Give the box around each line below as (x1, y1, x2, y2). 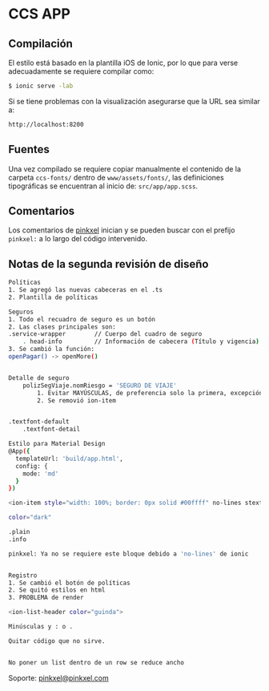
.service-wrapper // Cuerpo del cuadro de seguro (8, 330, 203, 338)
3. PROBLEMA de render (8, 594, 84, 602)
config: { (15, 462, 48, 470)
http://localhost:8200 (8, 120, 84, 128)
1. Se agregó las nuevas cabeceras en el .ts (8, 286, 163, 294)
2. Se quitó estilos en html (8, 586, 106, 594)
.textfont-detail (22, 426, 81, 434)
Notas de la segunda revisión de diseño (8, 257, 209, 271)
